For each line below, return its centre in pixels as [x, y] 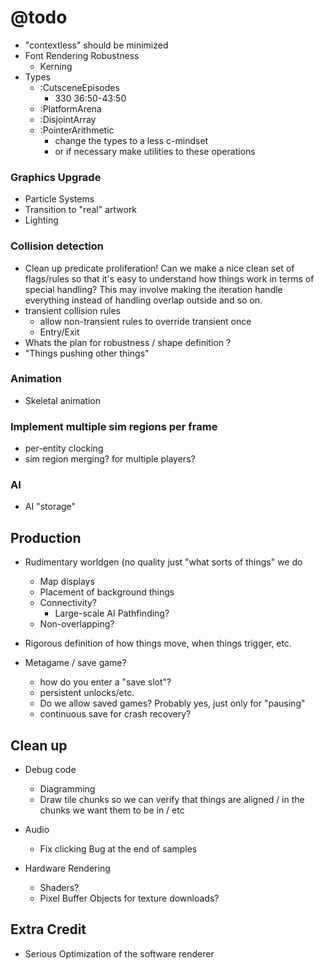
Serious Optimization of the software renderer [119, 953]
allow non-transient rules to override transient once [145, 321]
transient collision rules [72, 310]
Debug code [50, 770]
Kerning [56, 66]
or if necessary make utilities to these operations [155, 151]
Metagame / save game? [75, 663]
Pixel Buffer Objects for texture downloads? [129, 898]
